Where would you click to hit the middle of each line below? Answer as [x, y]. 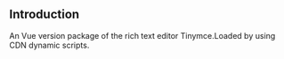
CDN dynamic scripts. [49, 45]
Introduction [45, 15]
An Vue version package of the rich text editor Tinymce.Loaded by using [142, 35]
